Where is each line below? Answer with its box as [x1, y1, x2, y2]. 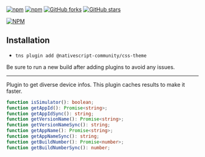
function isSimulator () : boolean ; [6, 99, 95, 105]
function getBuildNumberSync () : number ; [6, 144, 111, 151]
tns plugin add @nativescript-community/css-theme [15, 53, 147, 59]
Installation [6, 35, 50, 46]
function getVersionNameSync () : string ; [6, 122, 111, 128]
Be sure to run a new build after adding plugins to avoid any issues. [6, 63, 175, 70]
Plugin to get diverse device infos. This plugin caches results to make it [6, 81, 185, 88]
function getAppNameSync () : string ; [6, 133, 99, 140]
